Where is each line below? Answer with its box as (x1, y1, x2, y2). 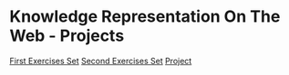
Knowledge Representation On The (9, 6, 281, 27)
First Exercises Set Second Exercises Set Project (9, 55, 192, 66)
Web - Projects (9, 25, 125, 46)
